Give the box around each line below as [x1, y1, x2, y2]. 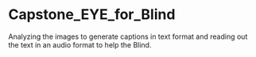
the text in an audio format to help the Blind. [8, 40, 152, 49]
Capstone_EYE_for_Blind [8, 6, 176, 24]
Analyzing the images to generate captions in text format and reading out [8, 32, 248, 41]
